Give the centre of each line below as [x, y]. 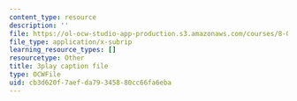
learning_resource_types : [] [63, 50]
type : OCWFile [35, 75]
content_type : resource [53, 17]
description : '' [39, 25]
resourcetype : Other [47, 58]
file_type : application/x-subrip [71, 42]
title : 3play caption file [59, 67]
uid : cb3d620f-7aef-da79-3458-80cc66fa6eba [91, 83]
